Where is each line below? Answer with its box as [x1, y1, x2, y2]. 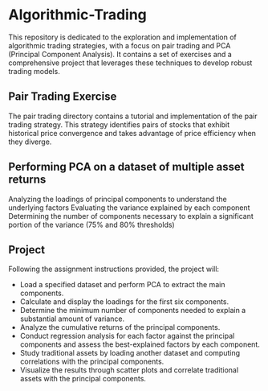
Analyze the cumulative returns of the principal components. [19, 323, 221, 332]
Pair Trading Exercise [8, 90, 117, 104]
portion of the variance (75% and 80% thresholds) [8, 220, 175, 229]
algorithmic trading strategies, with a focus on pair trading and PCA [8, 40, 231, 50]
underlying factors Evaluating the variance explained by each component [8, 203, 250, 212]
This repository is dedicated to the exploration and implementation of [8, 32, 237, 42]
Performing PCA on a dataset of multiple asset [8, 160, 245, 174]
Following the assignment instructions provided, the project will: [8, 264, 219, 274]
